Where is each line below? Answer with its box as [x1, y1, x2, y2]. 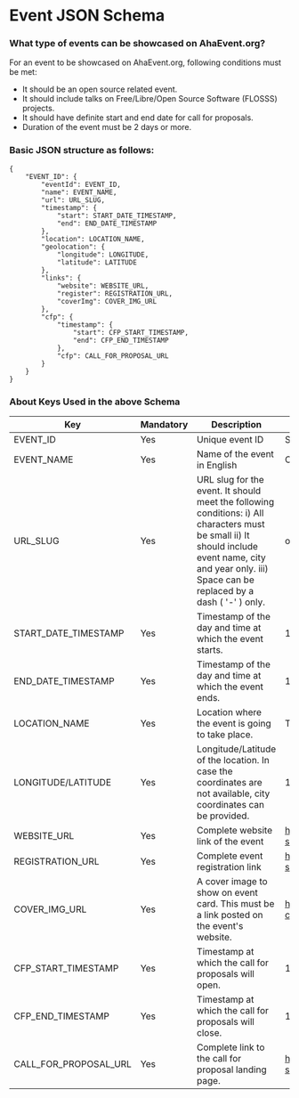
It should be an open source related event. [21, 84, 178, 94]
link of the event [197, 835, 264, 848]
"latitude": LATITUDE [56, 257, 138, 267]
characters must [197, 518, 265, 531]
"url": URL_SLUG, [41, 195, 105, 205]
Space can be [197, 573, 255, 586]
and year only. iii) [197, 563, 269, 575]
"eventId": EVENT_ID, [41, 180, 122, 189]
